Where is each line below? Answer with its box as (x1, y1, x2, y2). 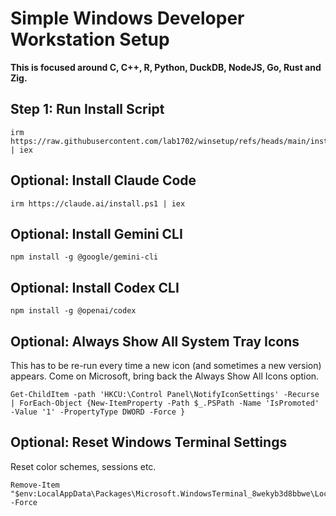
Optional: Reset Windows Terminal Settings (10, 434, 288, 451)
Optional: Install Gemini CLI (10, 225, 183, 242)
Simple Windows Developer (10, 7, 245, 30)
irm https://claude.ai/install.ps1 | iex (10, 198, 186, 209)
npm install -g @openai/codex (10, 306, 137, 316)
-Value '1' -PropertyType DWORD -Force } (10, 407, 186, 417)
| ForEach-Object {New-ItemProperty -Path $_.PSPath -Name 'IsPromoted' (10, 398, 320, 408)
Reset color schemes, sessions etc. (10, 460, 157, 472)
